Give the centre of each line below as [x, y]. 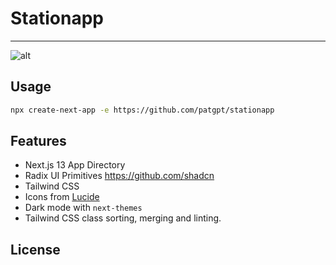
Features [38, 141]
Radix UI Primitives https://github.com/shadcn [119, 176]
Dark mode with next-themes [83, 208]
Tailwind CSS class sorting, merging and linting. [123, 218]
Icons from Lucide [62, 197]
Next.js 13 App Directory [75, 165]
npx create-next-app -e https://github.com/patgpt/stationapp [142, 110]
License [35, 249]
